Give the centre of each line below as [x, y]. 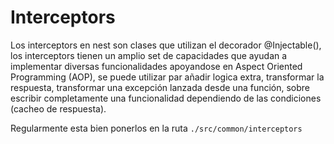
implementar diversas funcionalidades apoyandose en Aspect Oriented [156, 66]
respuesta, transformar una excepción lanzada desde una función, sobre [160, 87]
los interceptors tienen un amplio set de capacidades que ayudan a [149, 55]
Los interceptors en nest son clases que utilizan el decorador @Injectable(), [166, 45]
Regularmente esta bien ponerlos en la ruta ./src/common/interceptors [156, 128]
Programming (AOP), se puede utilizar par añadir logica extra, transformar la [167, 77]
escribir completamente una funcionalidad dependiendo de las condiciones [166, 98]
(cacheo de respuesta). [58, 108]
